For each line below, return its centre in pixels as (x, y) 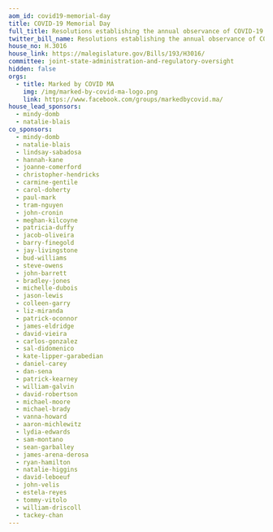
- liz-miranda (39, 311)
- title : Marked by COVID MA (65, 84)
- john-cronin (39, 212)
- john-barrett (41, 273)
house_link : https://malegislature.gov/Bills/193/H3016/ (107, 54)
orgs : (17, 76)
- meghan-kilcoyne (47, 220)
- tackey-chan (39, 515)
